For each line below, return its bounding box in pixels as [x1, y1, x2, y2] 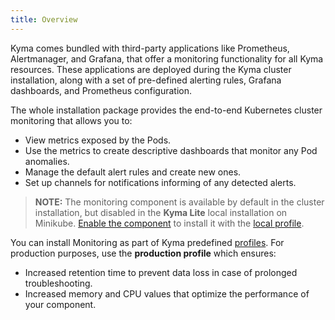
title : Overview [10, 14, 78, 25]
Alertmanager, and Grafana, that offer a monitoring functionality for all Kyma [10, 52, 324, 65]
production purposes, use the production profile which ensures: [10, 247, 277, 259]
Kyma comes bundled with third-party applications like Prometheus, [10, 42, 290, 54]
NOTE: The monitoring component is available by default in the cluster [34, 196, 325, 208]
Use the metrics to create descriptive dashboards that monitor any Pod [24, 144, 318, 156]
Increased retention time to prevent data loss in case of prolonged [24, 266, 298, 278]
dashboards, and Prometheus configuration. [10, 84, 193, 96]
